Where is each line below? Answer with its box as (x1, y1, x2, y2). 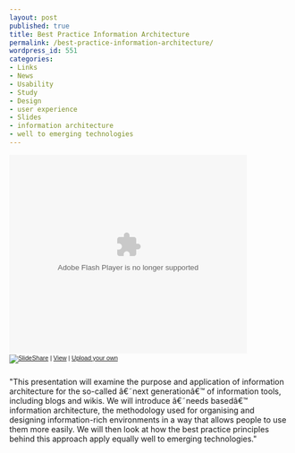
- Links (9, 64, 38, 73)
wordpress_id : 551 (9, 47, 78, 56)
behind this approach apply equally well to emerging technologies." (9, 433, 257, 444)
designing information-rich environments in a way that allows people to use (9, 414, 287, 425)
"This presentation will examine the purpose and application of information (9, 376, 284, 387)
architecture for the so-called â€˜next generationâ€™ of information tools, (9, 386, 282, 397)
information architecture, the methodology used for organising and (9, 405, 255, 415)
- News (9, 72, 34, 81)
